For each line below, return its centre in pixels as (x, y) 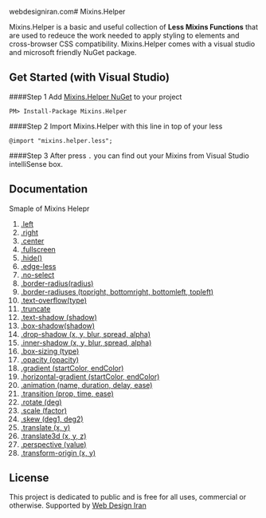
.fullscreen (38, 249)
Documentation (49, 190)
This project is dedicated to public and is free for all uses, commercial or (127, 497)
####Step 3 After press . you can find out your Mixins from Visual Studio (129, 156)
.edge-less (38, 266)
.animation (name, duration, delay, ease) (86, 385)
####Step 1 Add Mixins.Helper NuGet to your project (96, 97)
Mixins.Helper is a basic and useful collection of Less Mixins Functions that (133, 27)
